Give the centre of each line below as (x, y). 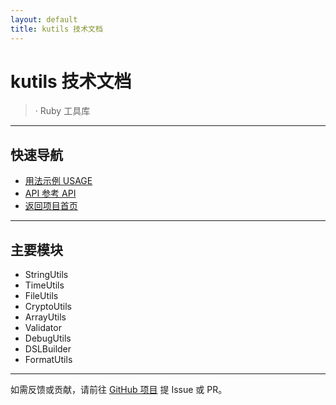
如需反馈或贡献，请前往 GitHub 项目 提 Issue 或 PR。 (119, 390)
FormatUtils (48, 360)
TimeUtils (44, 285)
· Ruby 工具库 (62, 111)
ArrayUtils (45, 317)
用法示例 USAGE (58, 181)
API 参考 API (50, 193)
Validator (43, 328)
